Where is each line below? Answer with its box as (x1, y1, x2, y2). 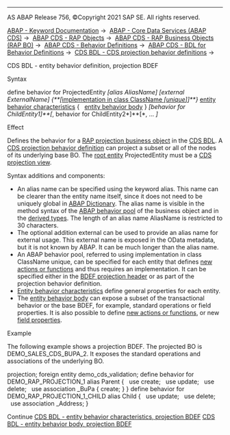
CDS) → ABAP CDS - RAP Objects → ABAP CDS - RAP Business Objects (7, 34, 214, 42)
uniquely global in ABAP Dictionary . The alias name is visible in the (16, 199, 205, 208)
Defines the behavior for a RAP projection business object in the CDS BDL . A (7, 136, 223, 145)
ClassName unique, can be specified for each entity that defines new (16, 258, 213, 266)
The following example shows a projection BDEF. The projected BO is (7, 343, 203, 350)
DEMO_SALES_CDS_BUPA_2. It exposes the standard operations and (7, 350, 201, 358)
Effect (7, 123, 24, 131)
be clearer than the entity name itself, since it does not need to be (16, 192, 203, 200)
